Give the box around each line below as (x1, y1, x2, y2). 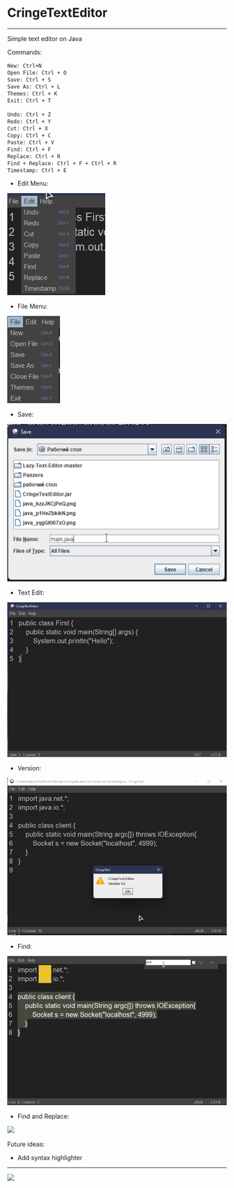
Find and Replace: (17, 1112, 70, 1120)
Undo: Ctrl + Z (7, 111, 52, 118)
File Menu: (17, 302, 48, 310)
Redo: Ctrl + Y (7, 118, 52, 125)
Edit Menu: (17, 179, 49, 188)
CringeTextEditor (7, 5, 108, 21)
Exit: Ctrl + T (7, 97, 52, 104)
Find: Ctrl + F (7, 146, 52, 153)
